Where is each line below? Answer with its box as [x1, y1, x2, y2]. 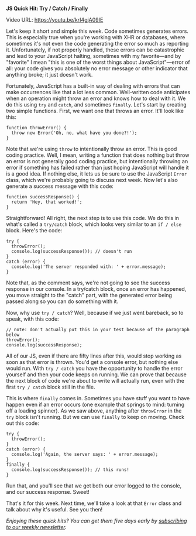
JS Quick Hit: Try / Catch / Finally [6, 5, 88, 12]
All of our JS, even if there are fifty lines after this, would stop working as [6, 352, 182, 359]
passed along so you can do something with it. [6, 298, 119, 305]
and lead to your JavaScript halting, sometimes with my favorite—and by [6, 53, 181, 59]
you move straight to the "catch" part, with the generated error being [6, 292, 173, 298]
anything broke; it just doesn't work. [6, 71, 93, 78]
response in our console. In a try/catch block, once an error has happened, [6, 286, 187, 292]
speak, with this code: [6, 315, 60, 322]
